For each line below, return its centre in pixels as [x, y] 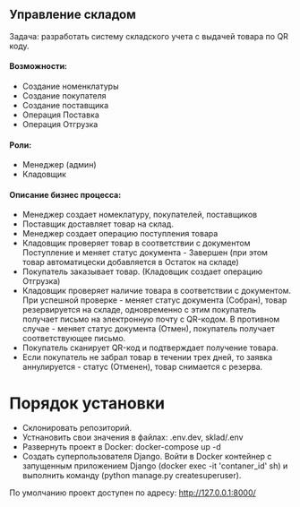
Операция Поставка [61, 115]
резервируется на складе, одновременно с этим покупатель [139, 310]
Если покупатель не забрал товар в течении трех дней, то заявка [147, 357]
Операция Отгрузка [60, 125]
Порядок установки [87, 403]
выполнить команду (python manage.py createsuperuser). [132, 476]
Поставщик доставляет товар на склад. [98, 224]
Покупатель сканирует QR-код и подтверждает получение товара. [150, 348]
